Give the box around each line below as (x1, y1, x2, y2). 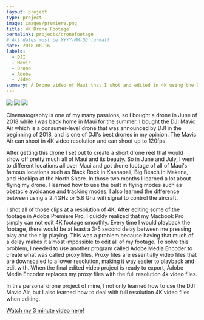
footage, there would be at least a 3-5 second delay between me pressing (6, 225, 192, 233)
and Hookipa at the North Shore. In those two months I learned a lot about (6, 175, 191, 182)
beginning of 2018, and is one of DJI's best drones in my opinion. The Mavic (6, 131, 197, 138)
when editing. (6, 295, 41, 302)
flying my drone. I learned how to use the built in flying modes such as (6, 182, 182, 188)
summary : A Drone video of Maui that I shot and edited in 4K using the (6, 83, 194, 89)
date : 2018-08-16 (6, 43, 50, 49)
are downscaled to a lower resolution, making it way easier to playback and (6, 257, 195, 265)
